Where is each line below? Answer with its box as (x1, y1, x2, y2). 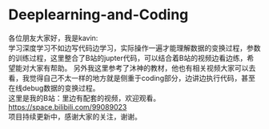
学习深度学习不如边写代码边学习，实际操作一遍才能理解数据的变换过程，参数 (8, 42, 261, 53)
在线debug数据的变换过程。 (8, 83, 100, 93)
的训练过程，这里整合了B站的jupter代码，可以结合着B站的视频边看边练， (8, 53, 247, 62)
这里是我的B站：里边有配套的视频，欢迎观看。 (8, 93, 161, 103)
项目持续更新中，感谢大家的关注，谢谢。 (8, 111, 142, 121)
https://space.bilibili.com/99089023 (8, 102, 127, 111)
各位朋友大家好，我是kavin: (8, 33, 98, 42)
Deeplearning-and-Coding (8, 6, 189, 24)
